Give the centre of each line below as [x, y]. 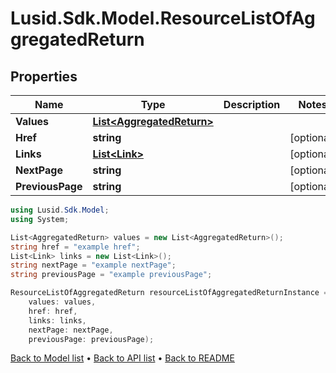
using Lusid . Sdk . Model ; [60, 210]
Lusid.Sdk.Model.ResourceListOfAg [163, 18]
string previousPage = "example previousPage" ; [111, 275]
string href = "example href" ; [75, 247]
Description [252, 104]
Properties [44, 76]
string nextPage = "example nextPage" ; [93, 265]
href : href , [53, 311]
